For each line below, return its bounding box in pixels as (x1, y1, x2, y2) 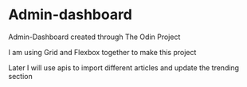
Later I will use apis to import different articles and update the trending (8, 62, 240, 73)
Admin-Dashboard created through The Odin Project (8, 32, 181, 42)
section (8, 71, 33, 81)
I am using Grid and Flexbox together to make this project (8, 47, 197, 57)
